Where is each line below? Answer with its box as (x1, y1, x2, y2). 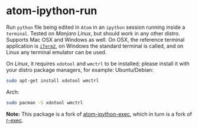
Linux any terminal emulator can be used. (6, 48, 107, 55)
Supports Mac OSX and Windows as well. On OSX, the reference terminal (6, 36, 185, 43)
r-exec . (6, 117, 24, 124)
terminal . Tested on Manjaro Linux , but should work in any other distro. (6, 29, 180, 37)
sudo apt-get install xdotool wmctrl (6, 78, 99, 84)
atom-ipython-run (6, 4, 98, 18)
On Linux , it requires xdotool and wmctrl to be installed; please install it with (6, 60, 190, 67)
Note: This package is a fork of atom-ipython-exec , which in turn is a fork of (6, 110, 192, 117)
